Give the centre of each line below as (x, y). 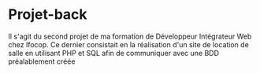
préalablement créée (42, 61)
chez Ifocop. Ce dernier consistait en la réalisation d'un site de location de (129, 44)
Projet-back (48, 15)
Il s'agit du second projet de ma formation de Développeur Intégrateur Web (130, 36)
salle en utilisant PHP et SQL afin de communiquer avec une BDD (113, 53)
